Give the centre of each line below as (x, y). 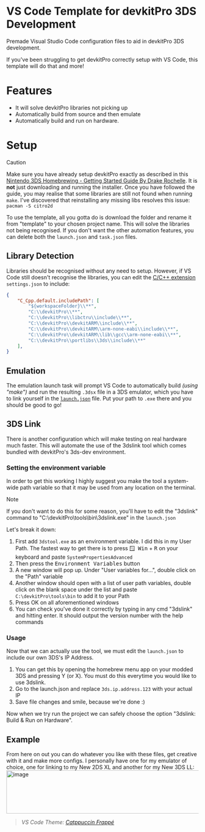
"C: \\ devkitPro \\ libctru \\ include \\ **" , (80, 318)
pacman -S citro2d (30, 206)
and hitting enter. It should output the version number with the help (99, 616)
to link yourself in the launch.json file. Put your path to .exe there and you (99, 399)
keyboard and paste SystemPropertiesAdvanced (74, 557)
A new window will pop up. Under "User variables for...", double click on (106, 570)
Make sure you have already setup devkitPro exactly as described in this (97, 174)
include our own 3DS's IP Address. (50, 658)
